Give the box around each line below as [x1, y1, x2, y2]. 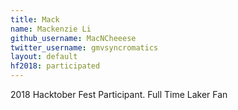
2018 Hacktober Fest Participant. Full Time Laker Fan [10, 89, 228, 100]
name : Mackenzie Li [10, 24, 92, 34]
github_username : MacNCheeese [10, 33, 137, 43]
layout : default [10, 52, 78, 62]
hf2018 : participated [10, 61, 101, 71]
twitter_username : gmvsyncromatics [10, 42, 159, 53]
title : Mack [10, 14, 60, 25]
